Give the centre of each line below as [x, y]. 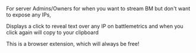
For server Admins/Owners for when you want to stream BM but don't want [98, 9]
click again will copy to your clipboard [53, 32]
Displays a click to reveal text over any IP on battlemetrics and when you [95, 26]
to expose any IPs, [29, 15]
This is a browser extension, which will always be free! [73, 44]
